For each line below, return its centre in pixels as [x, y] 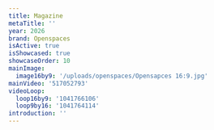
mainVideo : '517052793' [49, 83]
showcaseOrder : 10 [39, 61]
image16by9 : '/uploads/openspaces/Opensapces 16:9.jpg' [112, 76]
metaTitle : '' [32, 23]
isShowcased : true [39, 53]
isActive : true [34, 46]
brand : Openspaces [39, 38]
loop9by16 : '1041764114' [58, 106]
